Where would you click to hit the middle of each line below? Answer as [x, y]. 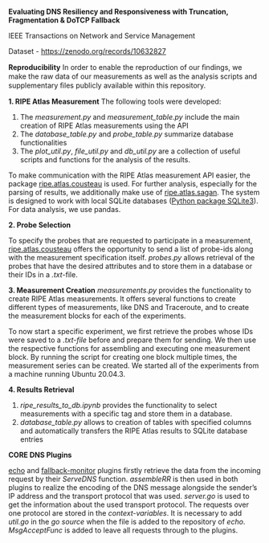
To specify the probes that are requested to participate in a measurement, [130, 241]
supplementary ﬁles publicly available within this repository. [107, 85]
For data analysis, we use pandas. [65, 209]
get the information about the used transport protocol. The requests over [129, 504]
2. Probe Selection [39, 225]
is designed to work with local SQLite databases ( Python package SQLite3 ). [133, 201]
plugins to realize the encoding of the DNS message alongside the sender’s [133, 488]
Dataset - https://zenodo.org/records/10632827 [88, 51]
